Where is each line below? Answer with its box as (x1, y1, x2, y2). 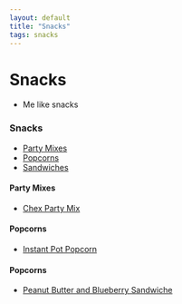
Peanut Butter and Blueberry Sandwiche (22, 285, 173, 296)
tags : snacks (9, 30, 59, 39)
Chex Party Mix (22, 202, 81, 213)
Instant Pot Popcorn (22, 244, 98, 255)
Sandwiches (22, 162, 70, 172)
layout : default (9, 13, 71, 23)
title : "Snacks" (9, 22, 71, 31)
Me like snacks (22, 99, 79, 110)
